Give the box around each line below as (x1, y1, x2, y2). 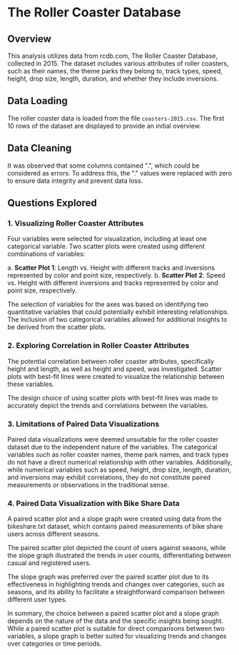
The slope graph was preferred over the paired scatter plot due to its (7, 572, 209, 582)
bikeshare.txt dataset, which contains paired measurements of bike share (7, 522, 223, 531)
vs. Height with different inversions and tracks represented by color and (7, 279, 219, 288)
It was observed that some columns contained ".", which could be (7, 161, 200, 170)
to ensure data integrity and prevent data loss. (7, 176, 143, 185)
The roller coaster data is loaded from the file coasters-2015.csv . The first (7, 113, 225, 122)
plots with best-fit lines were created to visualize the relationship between (7, 372, 225, 380)
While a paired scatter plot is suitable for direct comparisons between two (7, 624, 225, 633)
